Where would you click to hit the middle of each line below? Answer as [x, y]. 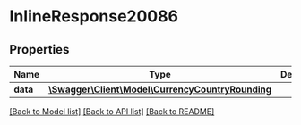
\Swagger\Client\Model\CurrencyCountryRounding [160, 89]
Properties [39, 50]
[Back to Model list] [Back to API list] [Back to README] [112, 112]
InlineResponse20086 [94, 17]
